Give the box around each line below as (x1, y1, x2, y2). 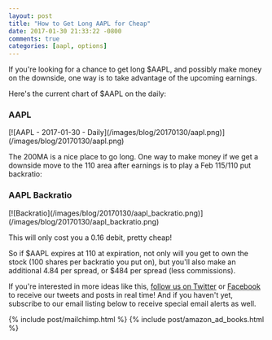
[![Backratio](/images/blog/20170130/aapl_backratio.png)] (8, 208, 204, 218)
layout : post (8, 11, 53, 20)
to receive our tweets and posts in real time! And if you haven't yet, (8, 290, 234, 299)
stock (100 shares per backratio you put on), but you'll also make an (8, 257, 236, 267)
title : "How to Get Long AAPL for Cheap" (8, 20, 151, 28)
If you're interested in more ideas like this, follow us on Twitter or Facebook (8, 281, 261, 291)
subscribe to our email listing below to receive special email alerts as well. (8, 299, 257, 308)
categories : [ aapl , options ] (8, 42, 107, 50)
